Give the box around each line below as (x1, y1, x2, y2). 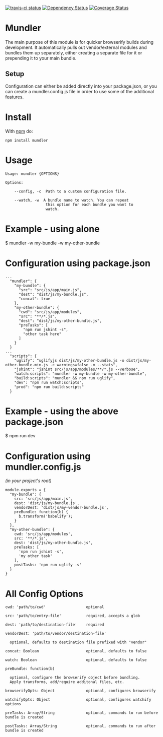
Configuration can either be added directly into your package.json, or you (5, 83, 157, 89)
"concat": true (18, 296, 51, 301)
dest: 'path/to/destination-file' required (5, 622, 104, 627)
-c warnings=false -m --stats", (50, 362, 118, 367)
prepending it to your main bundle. (5, 55, 77, 61)
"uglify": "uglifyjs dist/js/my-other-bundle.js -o (14, 358, 124, 363)
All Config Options (5, 588, 84, 599)
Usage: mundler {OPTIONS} (5, 171, 59, 176)
